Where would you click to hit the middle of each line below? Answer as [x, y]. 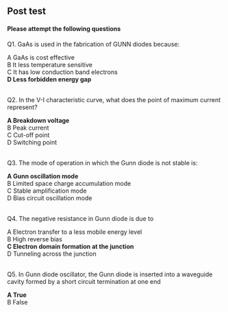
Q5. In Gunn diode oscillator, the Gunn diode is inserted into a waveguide [110, 274]
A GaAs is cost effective [41, 57]
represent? [22, 107]
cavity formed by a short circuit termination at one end [84, 281]
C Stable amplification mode [47, 191]
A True [17, 295]
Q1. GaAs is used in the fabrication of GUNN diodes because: [93, 44]
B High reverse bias [35, 239]
